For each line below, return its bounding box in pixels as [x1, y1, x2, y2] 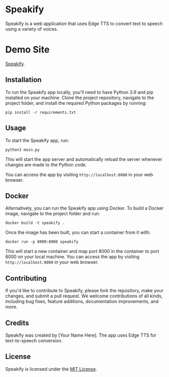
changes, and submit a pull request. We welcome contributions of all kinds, [5, 293, 163, 299]
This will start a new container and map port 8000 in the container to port [5, 248, 159, 254]
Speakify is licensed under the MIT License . [5, 366, 97, 372]
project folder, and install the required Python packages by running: [5, 100, 147, 106]
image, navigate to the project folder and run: [5, 210, 100, 217]
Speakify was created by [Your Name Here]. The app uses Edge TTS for [5, 332, 157, 338]
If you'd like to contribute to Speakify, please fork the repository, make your [5, 288, 164, 294]
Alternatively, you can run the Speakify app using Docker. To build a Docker [5, 205, 164, 211]
